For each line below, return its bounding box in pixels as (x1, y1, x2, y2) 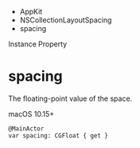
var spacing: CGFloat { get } (8, 131, 109, 139)
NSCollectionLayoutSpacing (19, 15, 112, 25)
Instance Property (8, 39, 68, 49)
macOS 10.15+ (8, 109, 55, 118)
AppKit (19, 7, 43, 16)
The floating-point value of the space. (8, 94, 133, 103)
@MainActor (8, 124, 45, 133)
